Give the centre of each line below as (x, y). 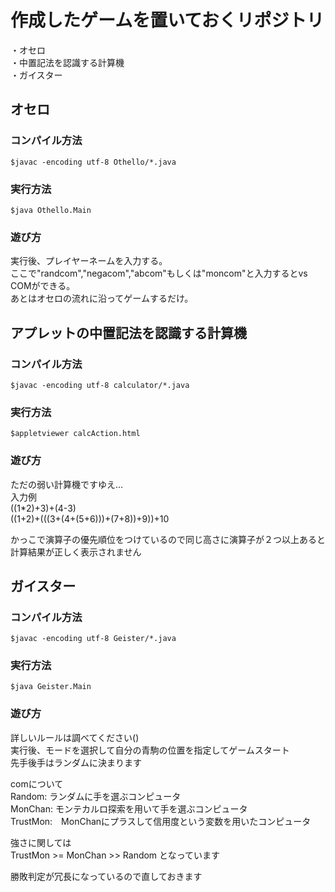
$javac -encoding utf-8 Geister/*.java (93, 639)
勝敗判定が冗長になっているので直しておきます (106, 876)
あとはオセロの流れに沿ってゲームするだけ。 (102, 298)
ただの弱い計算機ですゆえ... (67, 484)
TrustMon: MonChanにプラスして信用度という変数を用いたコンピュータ (161, 821)
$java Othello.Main (51, 210)
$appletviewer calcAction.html (75, 434)
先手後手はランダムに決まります (76, 762)
